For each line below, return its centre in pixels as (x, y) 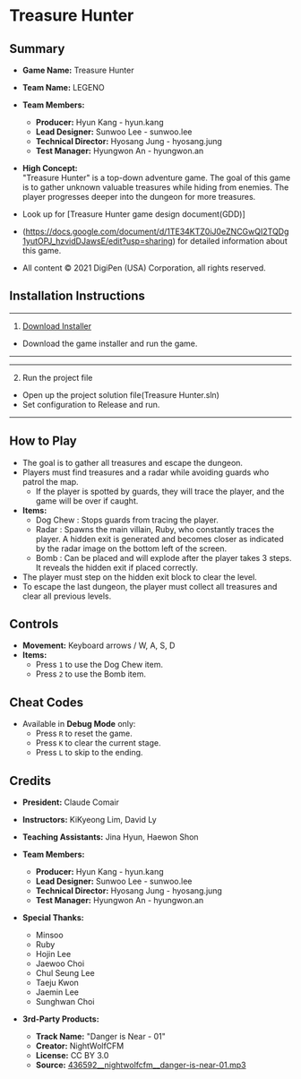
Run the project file (57, 377)
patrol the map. (50, 481)
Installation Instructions (77, 296)
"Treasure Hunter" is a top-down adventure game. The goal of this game (156, 177)
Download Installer (57, 326)
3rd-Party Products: (61, 1019)
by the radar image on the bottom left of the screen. (131, 548)
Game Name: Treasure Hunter (78, 70)
